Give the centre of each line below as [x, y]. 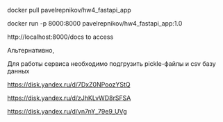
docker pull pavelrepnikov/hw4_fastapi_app [69, 10]
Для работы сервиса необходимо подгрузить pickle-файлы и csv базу [112, 64]
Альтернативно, [31, 50]
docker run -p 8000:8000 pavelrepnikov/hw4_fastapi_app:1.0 [95, 23]
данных [18, 71]
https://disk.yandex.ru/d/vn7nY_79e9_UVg [67, 111]
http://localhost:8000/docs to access [60, 37]
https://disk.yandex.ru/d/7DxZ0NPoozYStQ [69, 85]
